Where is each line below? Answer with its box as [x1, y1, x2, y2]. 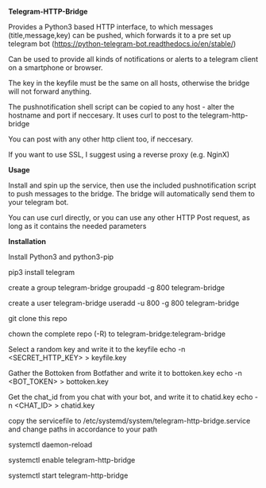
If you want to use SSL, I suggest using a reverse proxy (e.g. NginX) [8, 150, 230, 159]
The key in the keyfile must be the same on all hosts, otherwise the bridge [8, 79, 250, 87]
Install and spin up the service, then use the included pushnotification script [8, 180, 256, 190]
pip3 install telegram [8, 268, 75, 277]
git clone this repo [8, 314, 67, 323]
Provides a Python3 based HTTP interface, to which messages [8, 22, 214, 31]
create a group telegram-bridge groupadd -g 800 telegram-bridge [8, 283, 225, 292]
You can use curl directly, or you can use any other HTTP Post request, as [8, 213, 250, 222]
